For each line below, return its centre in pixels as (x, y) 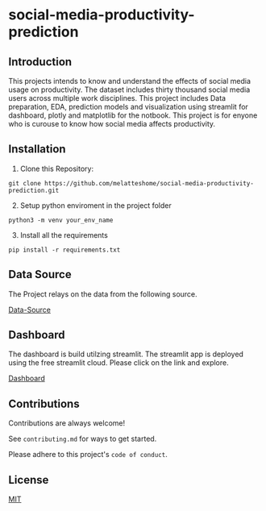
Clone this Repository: (57, 168)
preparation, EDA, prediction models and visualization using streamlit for (128, 107)
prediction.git (34, 190)
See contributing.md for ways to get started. (83, 439)
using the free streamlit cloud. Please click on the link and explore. (118, 363)
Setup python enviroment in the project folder (96, 205)
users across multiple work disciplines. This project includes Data (117, 98)
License (29, 480)
